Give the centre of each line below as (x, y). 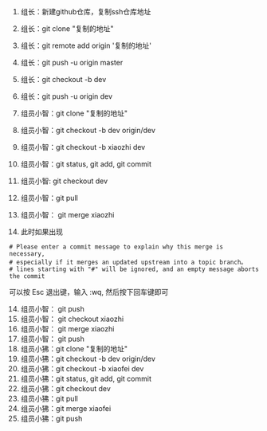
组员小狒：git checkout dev (65, 388)
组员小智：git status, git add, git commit (86, 164)
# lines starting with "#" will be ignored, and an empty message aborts (134, 269)
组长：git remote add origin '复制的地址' (86, 45)
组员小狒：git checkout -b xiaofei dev (82, 368)
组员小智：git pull (49, 198)
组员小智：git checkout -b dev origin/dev (88, 130)
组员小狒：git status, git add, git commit (86, 378)
